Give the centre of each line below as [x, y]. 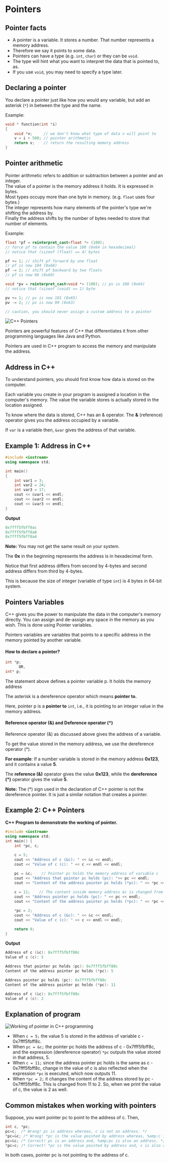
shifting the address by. [29, 213]
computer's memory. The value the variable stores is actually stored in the [82, 400]
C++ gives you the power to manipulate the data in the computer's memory [83, 614]
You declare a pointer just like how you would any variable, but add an [78, 100]
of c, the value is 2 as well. [40, 1090]
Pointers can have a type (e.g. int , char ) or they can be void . [75, 56]
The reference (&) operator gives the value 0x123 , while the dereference [81, 774]
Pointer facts [26, 28]
